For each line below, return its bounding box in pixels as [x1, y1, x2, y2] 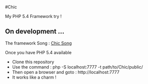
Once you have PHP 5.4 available [5, 49, 72, 55]
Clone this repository [12, 59, 55, 65]
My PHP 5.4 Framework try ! [5, 14, 62, 19]
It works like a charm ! [12, 74, 57, 80]
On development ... [5, 28, 65, 36]
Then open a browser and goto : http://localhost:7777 [12, 69, 120, 75]
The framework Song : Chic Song [5, 40, 72, 46]
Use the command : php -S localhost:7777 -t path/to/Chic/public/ [12, 64, 143, 70]
